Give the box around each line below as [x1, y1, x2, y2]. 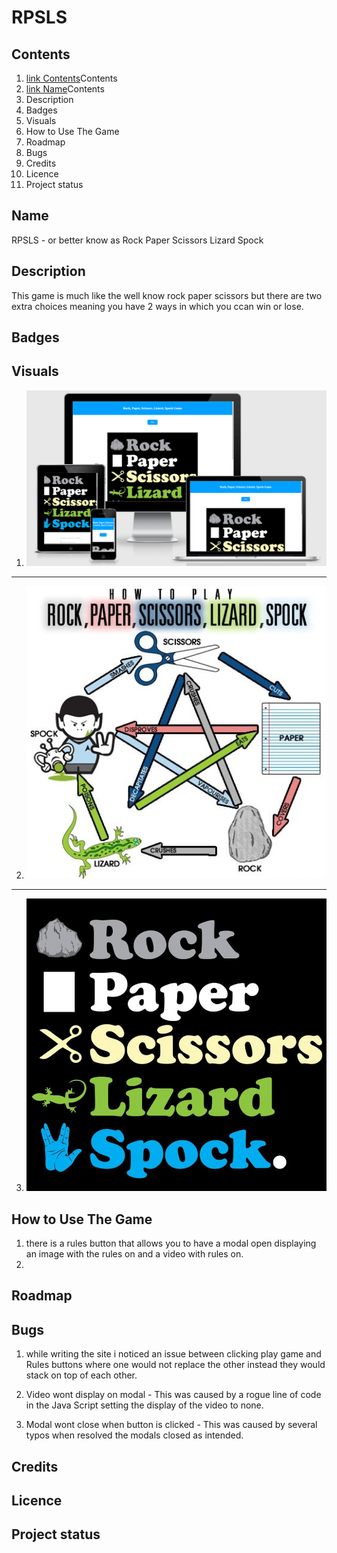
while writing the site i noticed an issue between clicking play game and [25, 1348, 322, 1360]
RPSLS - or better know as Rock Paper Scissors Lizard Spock [11, 234, 264, 246]
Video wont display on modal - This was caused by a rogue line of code [25, 1389, 322, 1401]
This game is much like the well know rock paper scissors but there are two [11, 289, 323, 301]
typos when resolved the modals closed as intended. [25, 1429, 244, 1441]
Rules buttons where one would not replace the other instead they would [25, 1359, 326, 1371]
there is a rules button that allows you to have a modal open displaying [25, 1237, 317, 1250]
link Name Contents [25, 83, 105, 95]
